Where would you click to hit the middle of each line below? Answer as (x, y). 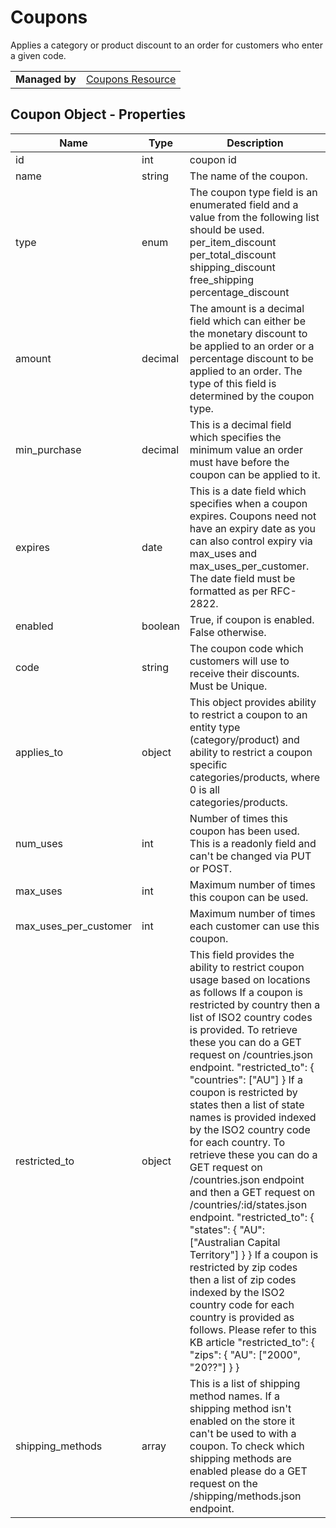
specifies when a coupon (248, 503)
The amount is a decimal (247, 308)
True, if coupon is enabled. (252, 619)
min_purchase (48, 449)
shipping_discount (232, 267)
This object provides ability (253, 702)
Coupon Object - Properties (98, 114)
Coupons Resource (131, 79)
